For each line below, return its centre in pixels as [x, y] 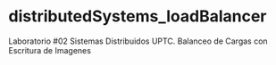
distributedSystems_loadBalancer [138, 16]
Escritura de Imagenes [50, 50]
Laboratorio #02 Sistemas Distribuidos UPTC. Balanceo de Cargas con [138, 41]
